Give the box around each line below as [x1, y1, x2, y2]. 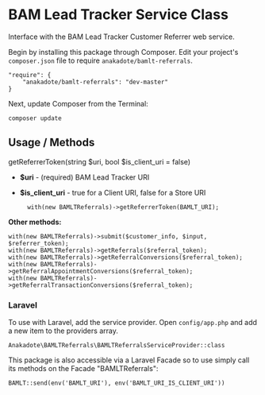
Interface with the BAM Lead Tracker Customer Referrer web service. [8, 32, 236, 41]
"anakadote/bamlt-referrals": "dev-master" [22, 78, 169, 86]
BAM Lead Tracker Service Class [8, 6, 229, 24]
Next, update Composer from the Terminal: [8, 99, 148, 108]
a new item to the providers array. [8, 326, 119, 335]
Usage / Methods [8, 136, 95, 149]
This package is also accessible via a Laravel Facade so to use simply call [8, 355, 250, 365]
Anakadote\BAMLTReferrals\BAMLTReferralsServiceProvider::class [8, 342, 225, 350]
